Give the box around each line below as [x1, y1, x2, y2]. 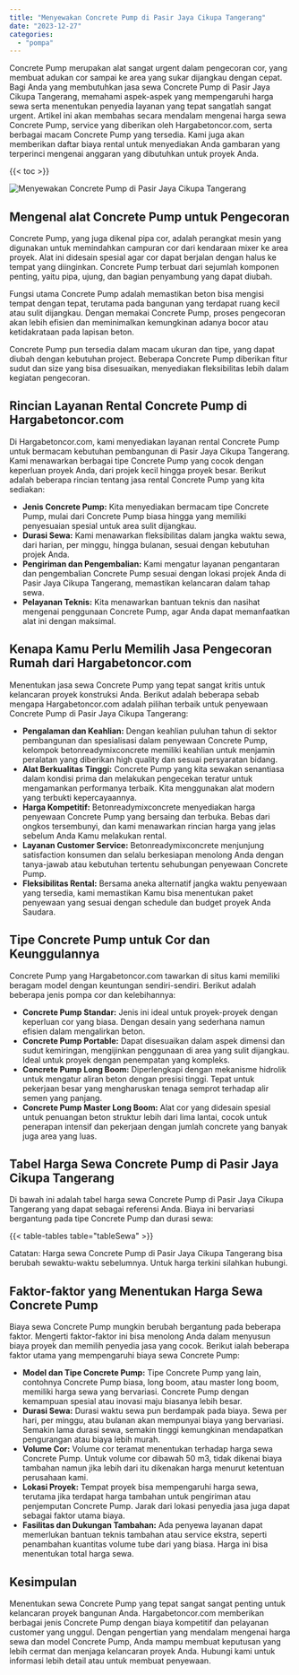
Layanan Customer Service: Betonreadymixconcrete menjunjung [21, 839, 265, 850]
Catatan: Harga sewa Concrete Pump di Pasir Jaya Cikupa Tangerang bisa [9, 1248, 284, 1259]
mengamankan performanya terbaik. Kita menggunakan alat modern [21, 782, 275, 794]
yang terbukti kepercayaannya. [21, 792, 137, 803]
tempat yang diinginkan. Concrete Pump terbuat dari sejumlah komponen [9, 262, 279, 273]
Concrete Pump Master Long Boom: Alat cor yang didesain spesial [21, 1102, 271, 1113]
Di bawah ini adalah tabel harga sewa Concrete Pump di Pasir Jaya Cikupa [9, 1194, 284, 1205]
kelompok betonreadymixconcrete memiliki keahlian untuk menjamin [21, 744, 276, 755]
